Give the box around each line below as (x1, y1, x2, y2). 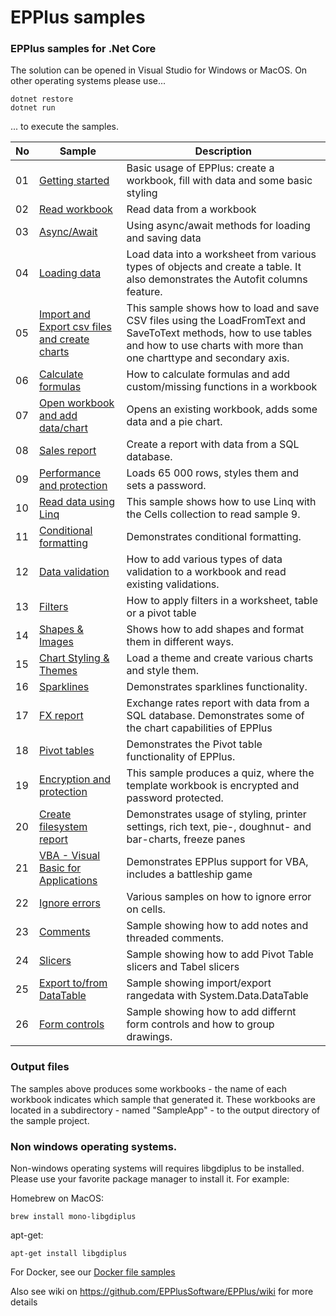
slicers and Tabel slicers (126, 960, 240, 974)
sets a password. (126, 479, 207, 493)
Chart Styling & (39, 651, 110, 665)
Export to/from (39, 976, 108, 990)
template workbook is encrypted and (126, 779, 300, 793)
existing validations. (126, 577, 220, 591)
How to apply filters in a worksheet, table (126, 594, 319, 608)
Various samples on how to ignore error (126, 890, 312, 904)
